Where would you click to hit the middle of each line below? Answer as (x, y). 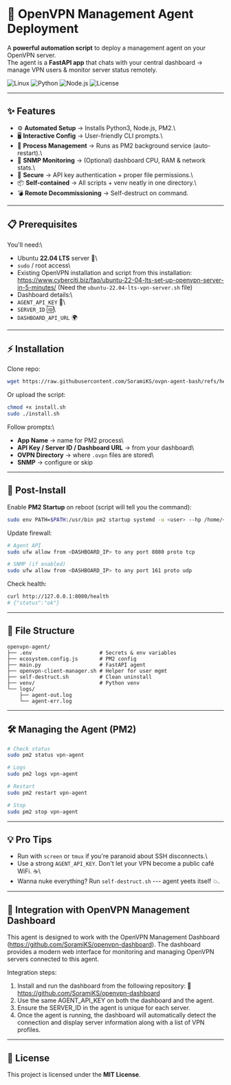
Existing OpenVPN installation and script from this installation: (104, 272)
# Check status (29, 749)
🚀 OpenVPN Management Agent (100, 14)
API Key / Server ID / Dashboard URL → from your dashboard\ (106, 448)
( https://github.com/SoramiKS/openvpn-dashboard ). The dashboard (104, 944)
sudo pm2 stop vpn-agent (43, 812)
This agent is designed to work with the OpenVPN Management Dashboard (113, 937)
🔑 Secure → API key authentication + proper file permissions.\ (105, 174)
